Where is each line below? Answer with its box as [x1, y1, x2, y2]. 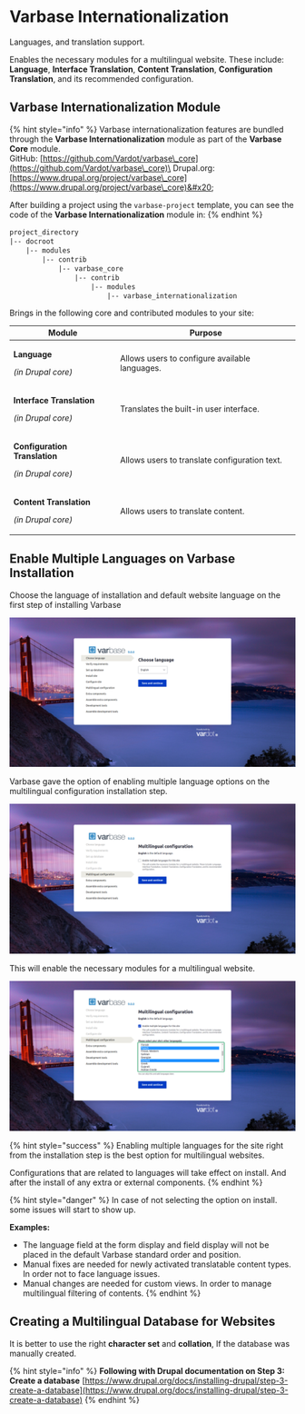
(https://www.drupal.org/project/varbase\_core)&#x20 [9, 182, 212, 193]
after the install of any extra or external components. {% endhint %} [9, 1177, 263, 1188]
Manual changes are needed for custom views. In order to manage [22, 1279, 272, 1289]
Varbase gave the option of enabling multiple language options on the [9, 776, 271, 787]
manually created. [9, 1348, 77, 1359]
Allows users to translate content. [120, 505, 245, 516]
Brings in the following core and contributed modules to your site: [9, 307, 254, 318]
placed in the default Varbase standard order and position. [22, 1250, 241, 1260]
